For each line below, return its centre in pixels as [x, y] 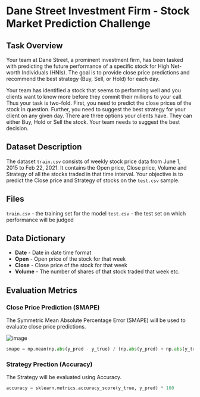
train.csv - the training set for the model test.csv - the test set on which [96, 213]
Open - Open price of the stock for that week [70, 259]
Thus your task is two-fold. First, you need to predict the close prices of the [99, 103]
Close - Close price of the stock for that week [71, 265]
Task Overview [35, 46]
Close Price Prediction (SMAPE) [53, 307]
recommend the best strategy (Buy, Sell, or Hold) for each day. [83, 79]
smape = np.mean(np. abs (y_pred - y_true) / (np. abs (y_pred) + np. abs [94, 349]
